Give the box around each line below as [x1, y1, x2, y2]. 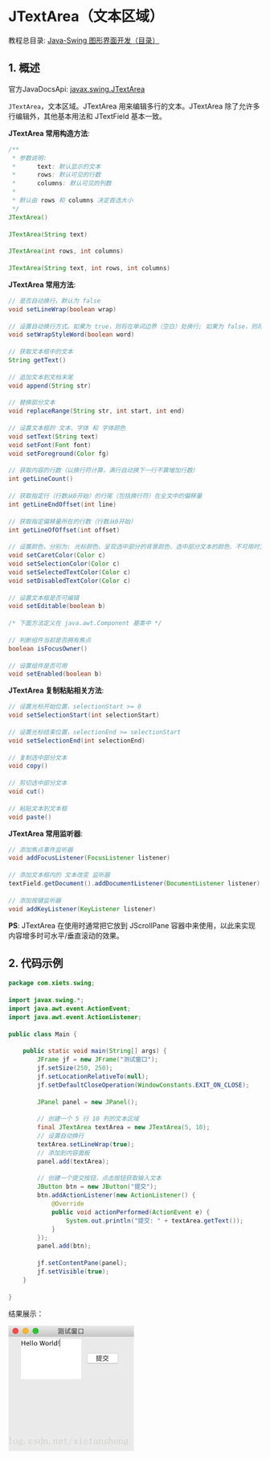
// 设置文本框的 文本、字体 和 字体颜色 [8, 424, 126, 432]
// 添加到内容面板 [37, 1149, 90, 1157]
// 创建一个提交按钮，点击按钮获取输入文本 [37, 1174, 162, 1182]
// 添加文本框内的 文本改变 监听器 [8, 871, 111, 879]
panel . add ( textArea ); [37, 1157, 110, 1165]
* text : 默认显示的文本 [11, 162, 101, 171]
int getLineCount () [8, 475, 74, 483]
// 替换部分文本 [8, 399, 55, 407]
